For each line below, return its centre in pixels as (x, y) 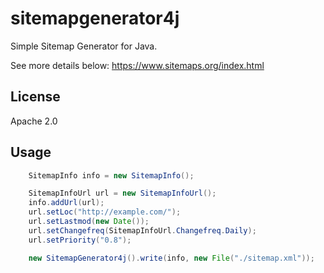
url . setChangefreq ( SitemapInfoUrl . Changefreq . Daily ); (142, 230)
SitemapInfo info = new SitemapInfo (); (111, 175)
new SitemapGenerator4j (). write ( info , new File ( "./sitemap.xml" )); (171, 258)
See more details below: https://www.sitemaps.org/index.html (137, 65)
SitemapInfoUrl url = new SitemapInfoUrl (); (122, 193)
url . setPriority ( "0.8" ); (80, 240)
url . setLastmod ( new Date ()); (89, 222)
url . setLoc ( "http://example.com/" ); (105, 212)
